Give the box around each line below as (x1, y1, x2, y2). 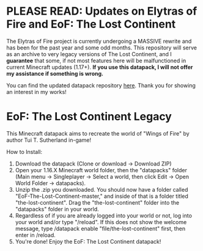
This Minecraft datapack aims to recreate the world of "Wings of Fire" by (6, 129, 190, 137)
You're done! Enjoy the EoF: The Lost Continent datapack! (15, 238, 161, 245)
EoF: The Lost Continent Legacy (6, 110, 172, 123)
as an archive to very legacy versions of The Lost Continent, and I (6, 50, 172, 57)
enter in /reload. (15, 231, 56, 239)
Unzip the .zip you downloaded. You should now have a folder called (15, 186, 188, 193)
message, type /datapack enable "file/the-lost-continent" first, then (15, 225, 186, 232)
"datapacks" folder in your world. (15, 205, 99, 213)
